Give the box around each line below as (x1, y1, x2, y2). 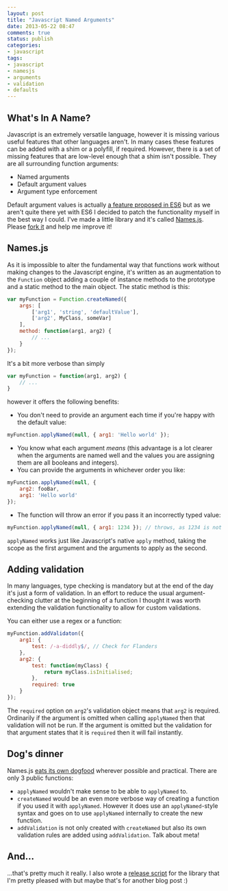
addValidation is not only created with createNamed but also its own (16, 823, 207, 831)
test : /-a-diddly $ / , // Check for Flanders (31, 643, 157, 650)
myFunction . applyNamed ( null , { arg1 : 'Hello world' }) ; (7, 432, 170, 439)
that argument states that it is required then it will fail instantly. (7, 728, 183, 737)
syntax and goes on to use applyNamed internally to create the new (16, 809, 203, 817)
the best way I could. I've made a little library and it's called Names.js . (7, 215, 204, 223)
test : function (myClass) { (31, 662, 109, 669)
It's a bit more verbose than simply (7, 359, 105, 367)
